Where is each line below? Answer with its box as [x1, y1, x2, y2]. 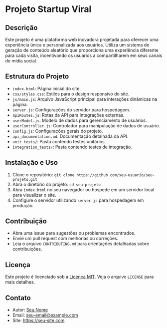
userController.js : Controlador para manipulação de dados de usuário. [12, 122, 161, 128]
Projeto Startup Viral [5, 3, 92, 15]
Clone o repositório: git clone [12, 171, 75, 178]
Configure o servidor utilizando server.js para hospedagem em [12, 197, 144, 203]
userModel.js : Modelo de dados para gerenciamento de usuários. [12, 117, 147, 123]
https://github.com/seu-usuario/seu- [76, 172, 155, 178]
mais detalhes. [5, 279, 35, 285]
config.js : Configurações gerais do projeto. [12, 128, 103, 134]
